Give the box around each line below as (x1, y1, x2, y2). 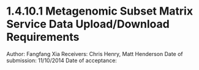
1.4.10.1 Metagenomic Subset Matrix (6, 4, 193, 18)
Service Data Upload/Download (6, 17, 170, 31)
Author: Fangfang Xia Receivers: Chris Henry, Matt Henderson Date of (6, 50, 184, 57)
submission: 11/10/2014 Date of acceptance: (6, 57, 118, 64)
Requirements (6, 30, 80, 44)
